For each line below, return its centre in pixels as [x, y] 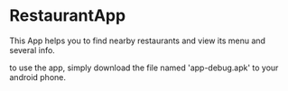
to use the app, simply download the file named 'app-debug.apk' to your [144, 68]
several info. [33, 50]
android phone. [37, 77]
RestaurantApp [68, 16]
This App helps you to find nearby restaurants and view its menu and [138, 41]
